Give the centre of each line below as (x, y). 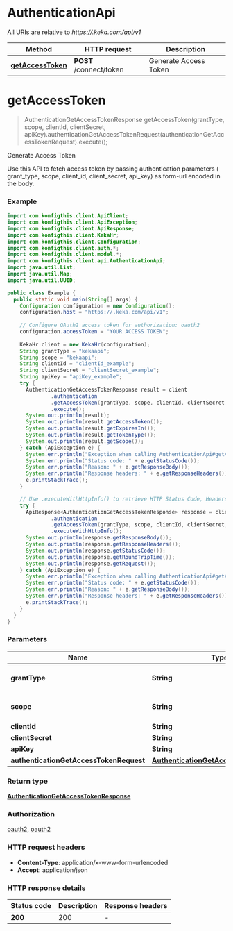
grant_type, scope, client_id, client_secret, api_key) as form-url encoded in (114, 176)
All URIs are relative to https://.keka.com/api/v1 (74, 32)
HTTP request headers (46, 847)
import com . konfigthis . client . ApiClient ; (68, 216)
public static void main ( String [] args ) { (76, 299)
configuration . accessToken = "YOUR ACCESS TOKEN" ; (94, 332)
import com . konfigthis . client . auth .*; (63, 248)
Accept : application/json (52, 870)
